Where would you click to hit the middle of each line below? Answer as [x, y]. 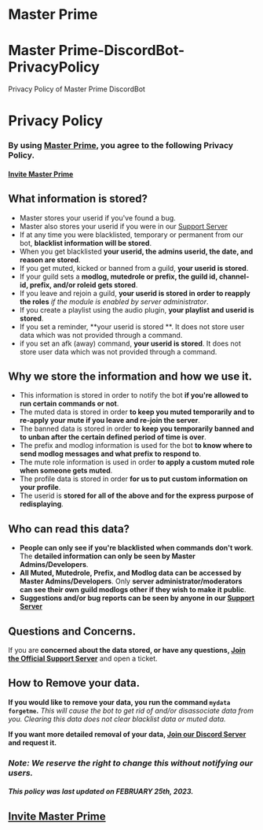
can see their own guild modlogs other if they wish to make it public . [133, 590]
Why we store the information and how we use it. [130, 377]
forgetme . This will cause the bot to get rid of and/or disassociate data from [131, 710]
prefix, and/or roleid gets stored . [84, 284]
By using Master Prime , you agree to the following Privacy [121, 146]
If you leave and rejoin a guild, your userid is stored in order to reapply [135, 293]
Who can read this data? [69, 529]
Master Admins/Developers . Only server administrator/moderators [131, 581]
